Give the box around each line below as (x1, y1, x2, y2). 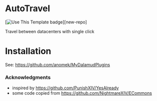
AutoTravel (5, 3, 50, 14)
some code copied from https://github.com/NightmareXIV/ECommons (12, 90, 152, 96)
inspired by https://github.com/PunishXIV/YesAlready (12, 85, 119, 91)
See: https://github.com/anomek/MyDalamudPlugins (5, 61, 110, 67)
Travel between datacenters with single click (5, 28, 95, 34)
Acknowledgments (5, 74, 51, 81)
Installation (5, 46, 52, 57)
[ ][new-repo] (5, 19, 87, 25)
